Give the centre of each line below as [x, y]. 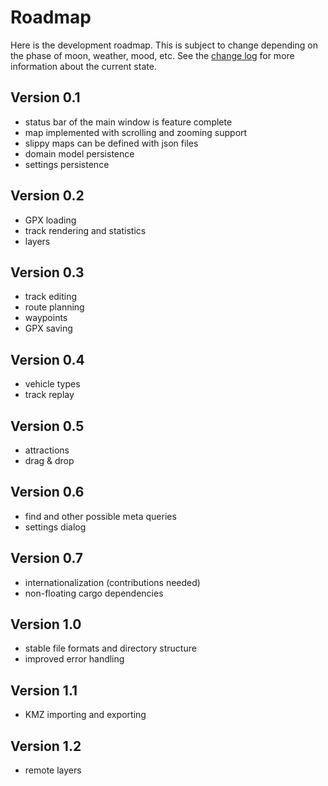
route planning [54, 307]
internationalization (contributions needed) [112, 582]
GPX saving [48, 328]
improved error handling [74, 659]
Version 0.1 [45, 97]
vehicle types [52, 384]
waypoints [46, 318]
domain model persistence [79, 153]
